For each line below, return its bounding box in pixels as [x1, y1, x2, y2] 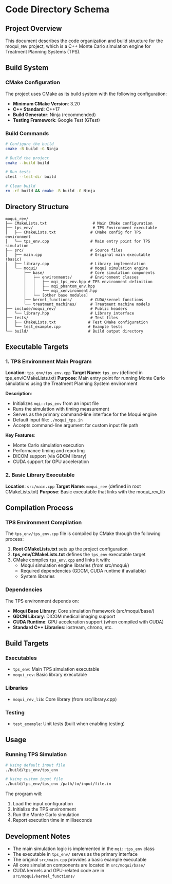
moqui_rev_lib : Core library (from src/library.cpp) [12, 696, 117, 702]
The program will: [5, 790, 43, 797]
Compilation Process [5, 504, 73, 512]
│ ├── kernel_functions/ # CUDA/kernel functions [5, 297, 144, 302]
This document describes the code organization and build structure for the [5, 38, 163, 44]
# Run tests [5, 170, 31, 175]
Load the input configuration [12, 801, 73, 807]
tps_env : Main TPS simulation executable [12, 666, 100, 672]
